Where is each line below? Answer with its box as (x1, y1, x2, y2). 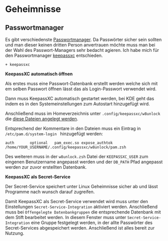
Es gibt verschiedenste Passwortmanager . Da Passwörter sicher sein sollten (5, 36, 162, 42)
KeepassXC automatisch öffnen (5, 71, 73, 77)
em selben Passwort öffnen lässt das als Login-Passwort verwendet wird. (5, 86, 156, 92)
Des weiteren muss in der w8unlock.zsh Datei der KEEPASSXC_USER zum (5, 154, 148, 159)
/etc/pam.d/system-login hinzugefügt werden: (5, 131, 103, 137)
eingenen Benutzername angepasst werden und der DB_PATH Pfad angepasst (5, 159, 163, 165)
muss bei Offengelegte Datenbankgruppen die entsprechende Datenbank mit (5, 209, 161, 215)
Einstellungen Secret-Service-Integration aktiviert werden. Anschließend (5, 204, 157, 210)
